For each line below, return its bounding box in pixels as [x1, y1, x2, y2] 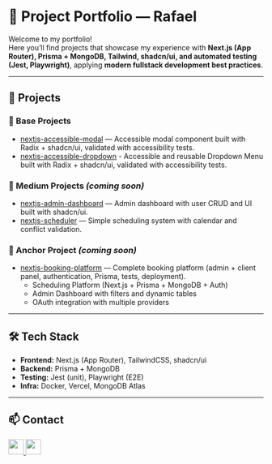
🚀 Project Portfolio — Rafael [8, 7, 197, 26]
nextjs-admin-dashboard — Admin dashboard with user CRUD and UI [19, 198, 253, 208]
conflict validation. [19, 224, 83, 234]
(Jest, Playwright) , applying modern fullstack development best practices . [8, 60, 263, 70]
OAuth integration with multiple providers [32, 298, 170, 307]
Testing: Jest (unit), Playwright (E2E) [19, 372, 144, 382]
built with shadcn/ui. [19, 207, 88, 217]
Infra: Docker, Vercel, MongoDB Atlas [19, 381, 146, 391]
